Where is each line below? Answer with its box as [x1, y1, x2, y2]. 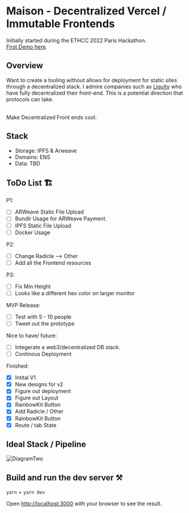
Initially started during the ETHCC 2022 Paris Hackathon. [6, 37, 147, 44]
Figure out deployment [14, 388, 71, 395]
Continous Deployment [14, 350, 72, 358]
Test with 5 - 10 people [14, 313, 72, 320]
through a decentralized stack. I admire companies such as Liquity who [6, 83, 182, 90]
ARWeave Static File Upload [14, 208, 84, 215]
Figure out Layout [14, 394, 59, 401]
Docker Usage [14, 229, 51, 236]
